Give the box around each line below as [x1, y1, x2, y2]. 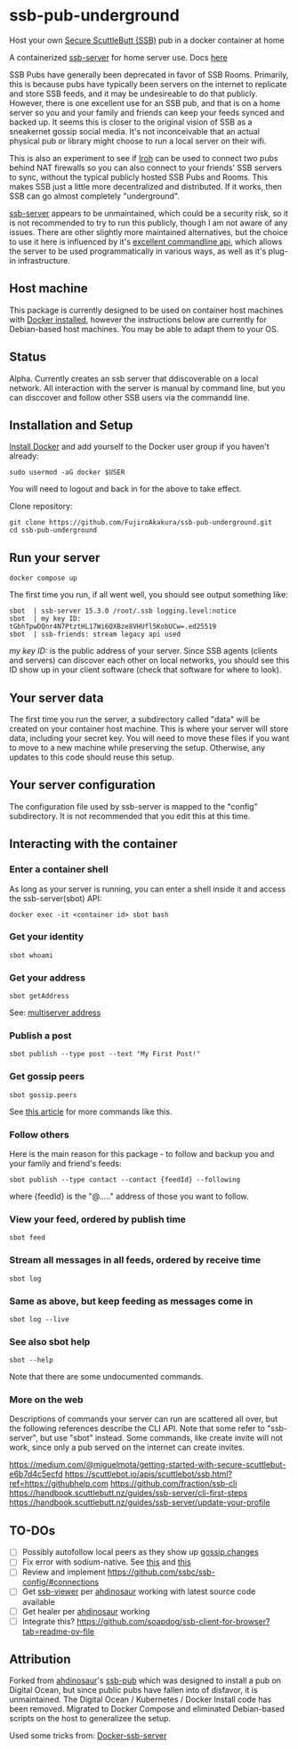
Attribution [9, 1652, 71, 1667]
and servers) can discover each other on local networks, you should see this [9, 655, 290, 666]
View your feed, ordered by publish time [9, 1213, 187, 1225]
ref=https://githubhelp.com [9, 1478, 109, 1489]
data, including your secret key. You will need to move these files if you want [9, 733, 290, 744]
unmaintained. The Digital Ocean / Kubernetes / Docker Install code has [9, 1694, 272, 1705]
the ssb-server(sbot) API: [9, 892, 102, 904]
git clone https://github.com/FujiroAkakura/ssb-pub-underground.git [9, 518, 273, 527]
